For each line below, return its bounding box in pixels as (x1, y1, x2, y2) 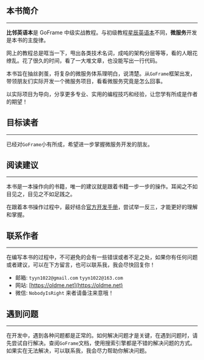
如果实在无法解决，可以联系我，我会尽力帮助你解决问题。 (6, 347, 150, 355)
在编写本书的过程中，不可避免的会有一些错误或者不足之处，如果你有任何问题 (6, 254, 198, 261)
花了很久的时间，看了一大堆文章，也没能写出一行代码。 (22, 57, 161, 64)
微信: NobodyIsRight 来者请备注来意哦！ (15, 289, 114, 297)
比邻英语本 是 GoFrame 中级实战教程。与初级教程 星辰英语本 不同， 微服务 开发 (6, 29, 197, 36)
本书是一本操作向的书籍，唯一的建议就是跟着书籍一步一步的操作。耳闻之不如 (6, 183, 198, 190)
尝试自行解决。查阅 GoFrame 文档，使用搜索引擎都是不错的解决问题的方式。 (11, 339, 196, 347)
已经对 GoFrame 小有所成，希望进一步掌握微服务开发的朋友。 (6, 140, 154, 148)
